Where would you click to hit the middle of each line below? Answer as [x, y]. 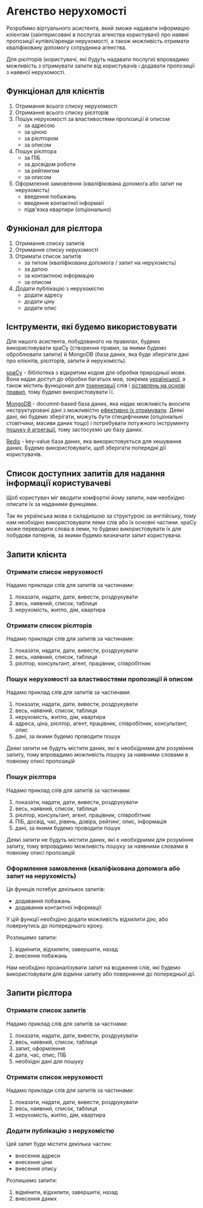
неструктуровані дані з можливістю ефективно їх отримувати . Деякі [95, 410]
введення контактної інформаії [64, 203]
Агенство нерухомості [67, 11]
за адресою [39, 125]
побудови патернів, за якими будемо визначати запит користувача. [94, 535]
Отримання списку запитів [50, 243]
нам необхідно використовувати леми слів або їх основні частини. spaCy [101, 522]
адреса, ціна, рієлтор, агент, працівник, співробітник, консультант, [101, 724]
